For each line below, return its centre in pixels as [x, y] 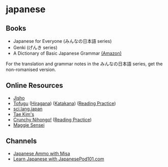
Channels [21, 141]
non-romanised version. [31, 69]
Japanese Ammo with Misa [41, 153]
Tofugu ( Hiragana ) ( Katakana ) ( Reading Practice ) [64, 103]
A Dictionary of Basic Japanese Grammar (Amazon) [67, 53]
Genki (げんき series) [35, 47]
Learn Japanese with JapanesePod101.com [59, 159]
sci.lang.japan [28, 109]
